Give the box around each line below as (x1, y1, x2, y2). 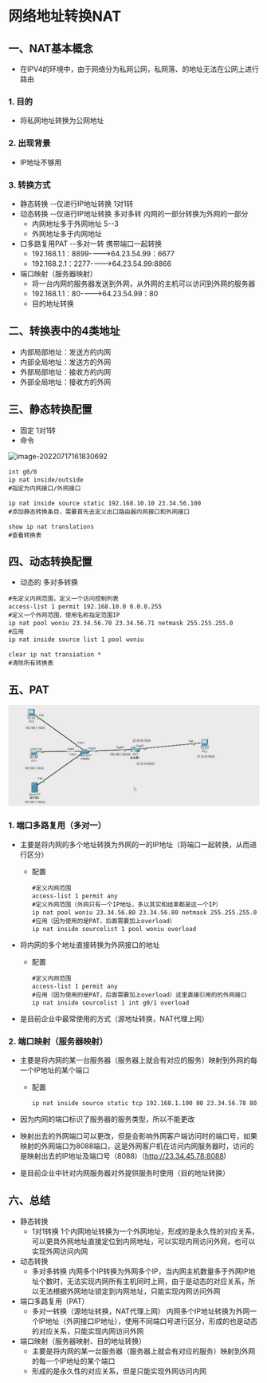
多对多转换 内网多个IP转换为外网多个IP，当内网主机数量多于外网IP (31, 1266, 249, 1276)
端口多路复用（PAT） (19, 1296, 89, 1306)
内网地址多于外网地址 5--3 (31, 219, 120, 228)
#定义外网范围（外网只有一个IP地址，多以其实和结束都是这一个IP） (31, 900, 222, 909)
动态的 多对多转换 (19, 577, 78, 587)
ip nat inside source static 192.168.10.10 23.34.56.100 (8, 499, 202, 507)
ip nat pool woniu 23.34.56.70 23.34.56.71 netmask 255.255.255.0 (8, 620, 234, 628)
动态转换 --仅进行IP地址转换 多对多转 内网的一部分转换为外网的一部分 (19, 208, 249, 218)
